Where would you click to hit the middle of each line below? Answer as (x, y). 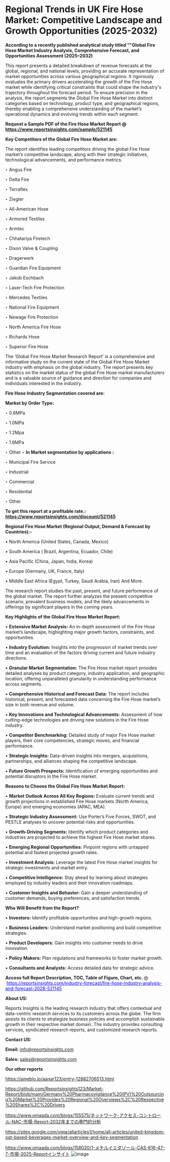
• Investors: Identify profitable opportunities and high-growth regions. (79, 917)
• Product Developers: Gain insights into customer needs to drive (74, 943)
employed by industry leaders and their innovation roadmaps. (70, 883)
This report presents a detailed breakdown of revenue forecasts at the (79, 65)
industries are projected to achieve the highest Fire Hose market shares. (81, 837)
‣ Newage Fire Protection (32, 317)
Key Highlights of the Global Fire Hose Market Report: (63, 617)
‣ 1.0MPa (15, 423)
